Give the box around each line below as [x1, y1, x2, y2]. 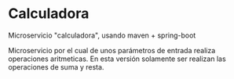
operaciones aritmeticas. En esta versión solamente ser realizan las [8, 54, 226, 63]
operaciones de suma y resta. [8, 62, 104, 71]
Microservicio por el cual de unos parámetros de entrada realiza [8, 45, 216, 55]
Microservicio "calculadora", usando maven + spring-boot [8, 31, 196, 40]
